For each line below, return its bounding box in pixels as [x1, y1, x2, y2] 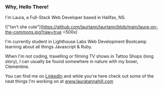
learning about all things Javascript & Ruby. [5, 44, 93, 50]
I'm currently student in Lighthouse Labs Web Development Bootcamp [5, 39, 147, 44]
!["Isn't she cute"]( [5, 24, 43, 30]
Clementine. [5, 64, 29, 69]
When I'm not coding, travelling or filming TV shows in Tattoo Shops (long [5, 53, 154, 59]
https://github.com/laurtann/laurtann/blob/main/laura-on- [42, 24, 158, 30]
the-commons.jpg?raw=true [5, 29, 62, 35]
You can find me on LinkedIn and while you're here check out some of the [5, 73, 154, 79]
